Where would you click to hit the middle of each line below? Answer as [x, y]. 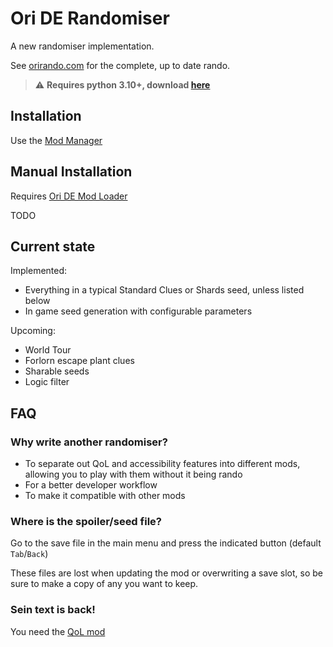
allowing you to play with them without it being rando [133, 474]
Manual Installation [71, 172]
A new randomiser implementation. [82, 46]
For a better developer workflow [91, 485]
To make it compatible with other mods [105, 496]
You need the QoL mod [58, 631]
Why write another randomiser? [89, 442]
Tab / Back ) [29, 554]
